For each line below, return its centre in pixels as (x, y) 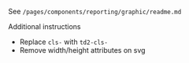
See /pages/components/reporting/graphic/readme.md (95, 11)
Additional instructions (44, 26)
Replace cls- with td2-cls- (64, 42)
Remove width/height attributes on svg (82, 50)
